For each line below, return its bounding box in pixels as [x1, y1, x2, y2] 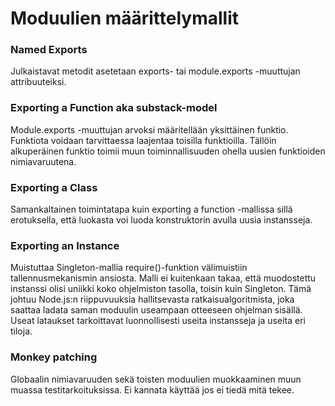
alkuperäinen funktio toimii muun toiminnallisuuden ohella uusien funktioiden [10, 145, 326, 157]
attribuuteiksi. [10, 76, 67, 88]
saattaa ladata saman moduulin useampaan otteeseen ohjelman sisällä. [10, 304, 303, 316]
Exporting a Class [10, 180, 98, 194]
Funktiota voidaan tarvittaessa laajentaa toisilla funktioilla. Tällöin [10, 134, 277, 146]
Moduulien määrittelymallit [10, 7, 240, 30]
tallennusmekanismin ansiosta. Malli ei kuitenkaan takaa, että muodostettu [10, 272, 317, 284]
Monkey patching [10, 350, 98, 364]
